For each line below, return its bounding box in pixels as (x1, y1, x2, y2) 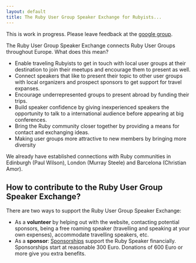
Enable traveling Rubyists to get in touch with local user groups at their (14, 60, 187, 67)
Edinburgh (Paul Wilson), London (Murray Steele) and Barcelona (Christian (6, 159, 187, 166)
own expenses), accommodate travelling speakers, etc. (14, 231, 149, 238)
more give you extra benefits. (14, 250, 87, 257)
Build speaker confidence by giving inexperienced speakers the (14, 103, 170, 111)
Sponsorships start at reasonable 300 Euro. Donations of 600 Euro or (14, 243, 183, 251)
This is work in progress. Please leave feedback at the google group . (6, 30, 173, 37)
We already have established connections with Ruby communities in (6, 152, 171, 160)
